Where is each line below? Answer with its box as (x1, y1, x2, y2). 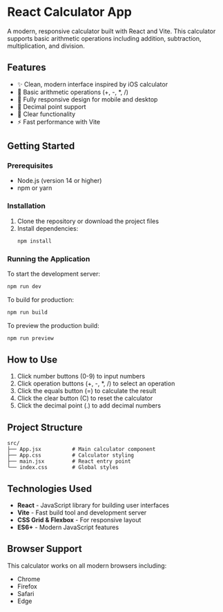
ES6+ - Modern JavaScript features (17, 523, 119, 531)
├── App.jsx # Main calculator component (7, 446, 156, 453)
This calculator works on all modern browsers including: (7, 561, 167, 570)
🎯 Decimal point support (17, 102, 86, 111)
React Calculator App (7, 4, 133, 20)
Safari (17, 589, 35, 597)
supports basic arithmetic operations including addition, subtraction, (7, 34, 202, 42)
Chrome (17, 575, 41, 583)
